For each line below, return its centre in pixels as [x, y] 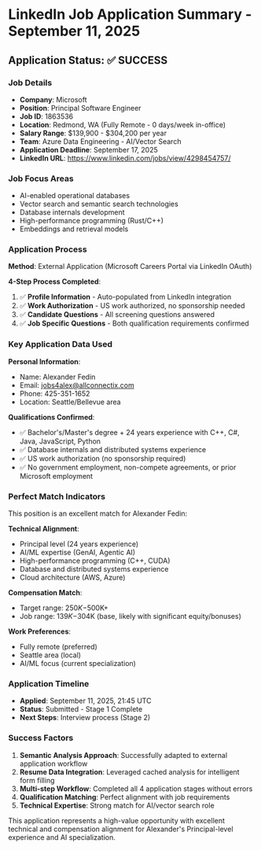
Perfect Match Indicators [57, 496]
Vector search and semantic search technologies [99, 204]
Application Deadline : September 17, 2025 [89, 149]
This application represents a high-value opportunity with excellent [117, 820]
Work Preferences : [40, 631]
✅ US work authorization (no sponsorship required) [103, 458]
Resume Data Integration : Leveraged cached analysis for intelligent [129, 771]
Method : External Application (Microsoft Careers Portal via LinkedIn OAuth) [130, 267]
